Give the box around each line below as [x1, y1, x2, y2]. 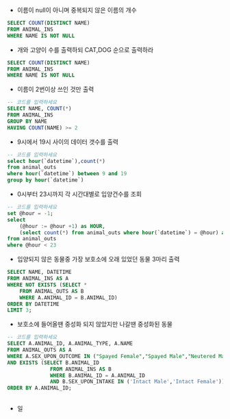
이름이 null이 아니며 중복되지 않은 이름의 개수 [16, 6, 137, 14]
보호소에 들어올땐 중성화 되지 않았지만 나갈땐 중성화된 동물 [16, 320, 173, 329]
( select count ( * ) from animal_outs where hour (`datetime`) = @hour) [19, 229, 219, 236]
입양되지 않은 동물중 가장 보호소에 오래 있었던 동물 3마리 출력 [16, 255, 180, 264]
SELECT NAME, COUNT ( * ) [7, 105, 72, 112]
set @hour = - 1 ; [7, 209, 53, 217]
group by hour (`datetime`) [7, 177, 84, 183]
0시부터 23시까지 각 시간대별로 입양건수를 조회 [16, 190, 142, 198]
